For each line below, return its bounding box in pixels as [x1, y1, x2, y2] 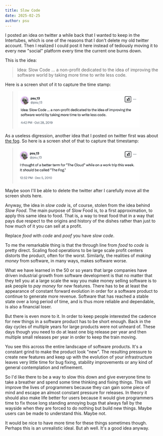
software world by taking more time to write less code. [17, 72, 127, 78]
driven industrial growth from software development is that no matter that [5, 272, 153, 278]
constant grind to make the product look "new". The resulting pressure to [5, 349, 152, 355]
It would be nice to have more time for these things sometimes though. [5, 420, 147, 426]
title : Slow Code [5, 8, 41, 13]
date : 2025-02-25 [5, 13, 41, 18]
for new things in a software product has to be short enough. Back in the [5, 318, 151, 324]
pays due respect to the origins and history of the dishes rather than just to [5, 218, 156, 224]
